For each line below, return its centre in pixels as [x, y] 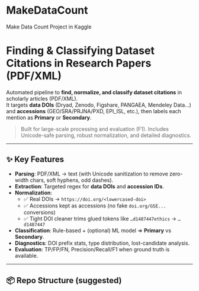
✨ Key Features [35, 160]
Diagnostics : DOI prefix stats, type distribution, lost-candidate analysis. [102, 243]
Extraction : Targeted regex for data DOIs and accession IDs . [89, 186]
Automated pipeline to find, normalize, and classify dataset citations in [94, 92]
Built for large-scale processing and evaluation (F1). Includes [94, 129]
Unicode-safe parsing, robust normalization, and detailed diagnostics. [106, 135]
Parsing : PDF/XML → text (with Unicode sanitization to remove [92, 174]
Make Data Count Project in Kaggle [49, 27]
